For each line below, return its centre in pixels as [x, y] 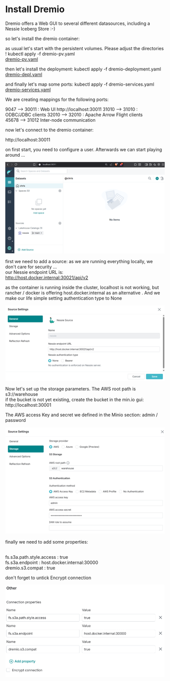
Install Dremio [35, 9]
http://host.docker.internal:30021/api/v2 [47, 278]
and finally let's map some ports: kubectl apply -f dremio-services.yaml [80, 84]
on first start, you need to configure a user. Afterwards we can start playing [84, 149]
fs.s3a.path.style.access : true [37, 557]
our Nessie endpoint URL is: [34, 272]
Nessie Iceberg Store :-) [30, 28]
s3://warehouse [22, 395]
